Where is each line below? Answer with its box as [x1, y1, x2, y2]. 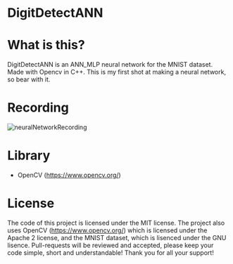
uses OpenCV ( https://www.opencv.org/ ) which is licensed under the [7, 226, 208, 235]
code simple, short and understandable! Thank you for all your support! [7, 248, 215, 257]
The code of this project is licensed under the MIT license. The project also [7, 218, 225, 227]
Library [7, 147, 51, 164]
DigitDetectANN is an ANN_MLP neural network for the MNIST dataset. [7, 60, 213, 69]
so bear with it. [7, 75, 51, 84]
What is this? [7, 37, 86, 53]
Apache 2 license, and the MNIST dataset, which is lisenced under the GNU [7, 233, 227, 242]
